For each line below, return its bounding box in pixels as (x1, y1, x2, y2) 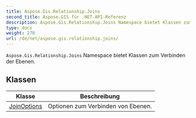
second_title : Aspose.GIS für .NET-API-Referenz (6, 14, 127, 20)
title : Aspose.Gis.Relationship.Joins (6, 8, 100, 15)
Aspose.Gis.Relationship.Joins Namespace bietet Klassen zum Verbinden (6, 52, 185, 58)
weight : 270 (6, 30, 35, 36)
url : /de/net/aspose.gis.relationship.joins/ (6, 36, 118, 41)
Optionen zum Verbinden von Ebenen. (47, 102, 152, 110)
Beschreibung (79, 92, 120, 100)
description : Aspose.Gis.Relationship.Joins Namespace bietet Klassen (6, 19, 181, 25)
